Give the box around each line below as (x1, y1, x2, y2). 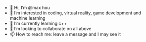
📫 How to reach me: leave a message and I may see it (9, 31, 121, 37)
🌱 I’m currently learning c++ (9, 20, 67, 26)
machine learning (9, 15, 46, 21)
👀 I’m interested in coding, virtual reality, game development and (9, 10, 142, 16)
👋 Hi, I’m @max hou (9, 5, 50, 10)
